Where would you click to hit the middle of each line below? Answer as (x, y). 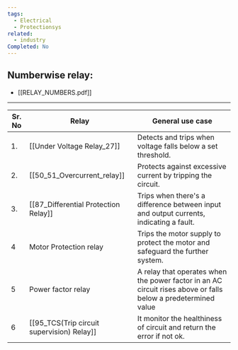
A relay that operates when (182, 272)
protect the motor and (174, 243)
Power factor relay (60, 289)
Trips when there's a (171, 195)
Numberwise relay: (50, 75)
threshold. (154, 155)
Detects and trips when (176, 137)
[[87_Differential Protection (75, 204)
